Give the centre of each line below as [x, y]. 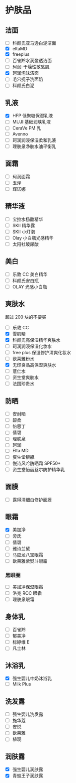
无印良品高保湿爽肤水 [34, 365]
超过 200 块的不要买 [26, 317]
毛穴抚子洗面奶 [28, 79]
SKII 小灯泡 [24, 232]
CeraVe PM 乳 [27, 128]
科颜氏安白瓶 [25, 280]
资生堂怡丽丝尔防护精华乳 [38, 469]
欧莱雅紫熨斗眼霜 [30, 561]
